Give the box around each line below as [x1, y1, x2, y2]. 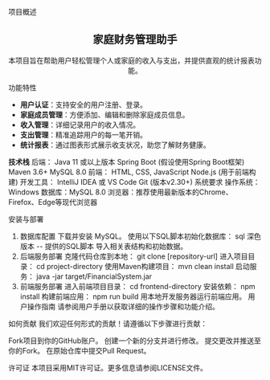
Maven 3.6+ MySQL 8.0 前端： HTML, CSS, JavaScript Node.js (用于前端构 [8, 167, 256, 177]
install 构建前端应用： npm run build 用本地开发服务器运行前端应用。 [19, 292, 247, 301]
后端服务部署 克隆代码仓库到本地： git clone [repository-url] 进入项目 [19, 251, 248, 261]
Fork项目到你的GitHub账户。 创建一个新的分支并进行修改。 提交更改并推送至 [8, 336, 261, 345]
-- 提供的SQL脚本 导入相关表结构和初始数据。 [35, 241, 188, 251]
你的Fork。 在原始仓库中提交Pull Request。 [8, 345, 151, 355]
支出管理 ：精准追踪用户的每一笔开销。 [19, 129, 147, 139]
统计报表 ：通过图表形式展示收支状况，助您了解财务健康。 [19, 140, 211, 149]
